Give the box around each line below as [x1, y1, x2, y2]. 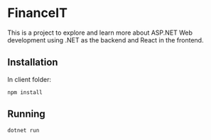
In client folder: [7, 75, 52, 83]
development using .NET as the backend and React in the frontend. [7, 35, 204, 44]
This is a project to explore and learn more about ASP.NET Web [7, 28, 193, 37]
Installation [7, 57, 58, 69]
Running [7, 108, 46, 120]
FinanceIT [7, 5, 67, 21]
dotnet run [7, 127, 40, 134]
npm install [7, 88, 43, 96]
